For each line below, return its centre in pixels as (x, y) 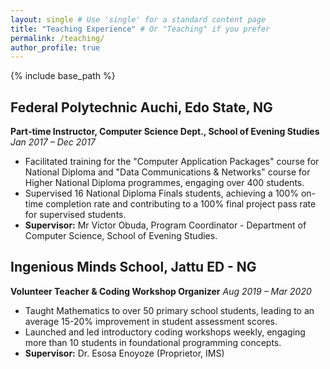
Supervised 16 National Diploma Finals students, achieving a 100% (162, 193)
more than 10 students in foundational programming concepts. (153, 342)
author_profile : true (55, 47)
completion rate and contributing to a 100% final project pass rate (181, 204)
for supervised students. (75, 215)
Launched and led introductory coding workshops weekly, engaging (165, 332)
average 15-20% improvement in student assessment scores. (151, 321)
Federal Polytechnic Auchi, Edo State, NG (141, 107)
